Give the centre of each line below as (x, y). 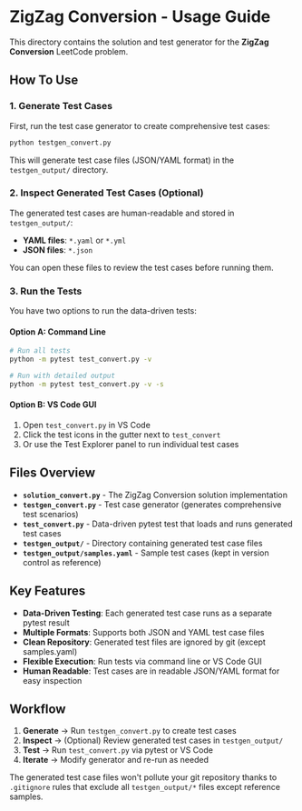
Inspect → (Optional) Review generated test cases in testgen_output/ (153, 741)
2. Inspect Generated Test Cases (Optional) (107, 193)
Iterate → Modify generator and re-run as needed (115, 760)
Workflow (38, 710)
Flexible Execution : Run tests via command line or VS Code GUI (142, 661)
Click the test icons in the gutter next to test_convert (122, 435)
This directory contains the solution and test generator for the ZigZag (139, 42)
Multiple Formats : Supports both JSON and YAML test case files (143, 632)
